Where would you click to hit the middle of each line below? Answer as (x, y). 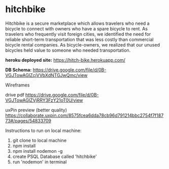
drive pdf (15, 95)
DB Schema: (19, 70)
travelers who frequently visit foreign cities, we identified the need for (78, 34)
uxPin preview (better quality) (36, 110)
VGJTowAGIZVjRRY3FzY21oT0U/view (44, 100)
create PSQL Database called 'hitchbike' (55, 156)
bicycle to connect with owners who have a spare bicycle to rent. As (77, 28)
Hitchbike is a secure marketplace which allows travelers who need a (77, 23)
